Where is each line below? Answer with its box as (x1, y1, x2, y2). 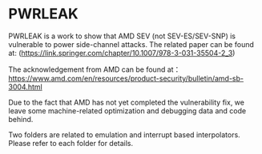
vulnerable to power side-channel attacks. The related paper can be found (8, 39, 255, 49)
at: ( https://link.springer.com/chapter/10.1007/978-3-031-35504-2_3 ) (8, 48, 236, 57)
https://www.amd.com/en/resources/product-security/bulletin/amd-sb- (8, 73, 244, 83)
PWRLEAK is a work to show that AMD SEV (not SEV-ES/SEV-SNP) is (8, 31, 236, 41)
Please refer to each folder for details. (8, 138, 134, 148)
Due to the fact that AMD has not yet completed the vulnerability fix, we (8, 97, 244, 107)
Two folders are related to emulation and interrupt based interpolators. (8, 129, 240, 140)
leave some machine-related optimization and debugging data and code (8, 105, 247, 116)
